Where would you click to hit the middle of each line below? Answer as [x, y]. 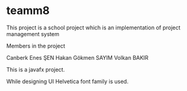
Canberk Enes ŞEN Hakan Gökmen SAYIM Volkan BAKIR [78, 57]
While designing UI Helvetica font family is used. [67, 81]
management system [33, 34]
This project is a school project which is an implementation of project [93, 27]
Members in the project [36, 46]
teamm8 [28, 11]
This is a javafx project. [36, 69]
